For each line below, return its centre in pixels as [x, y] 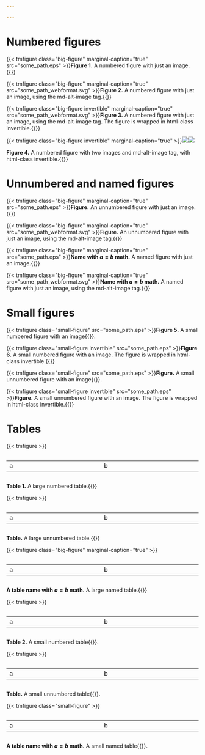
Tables [24, 429]
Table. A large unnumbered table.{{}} [53, 538]
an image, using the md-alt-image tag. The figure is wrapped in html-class [100, 121]
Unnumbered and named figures [90, 183]
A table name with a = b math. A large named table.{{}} [77, 590]
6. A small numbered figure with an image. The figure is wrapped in [91, 355]
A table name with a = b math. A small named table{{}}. [77, 746]
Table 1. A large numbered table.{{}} [52, 486]
